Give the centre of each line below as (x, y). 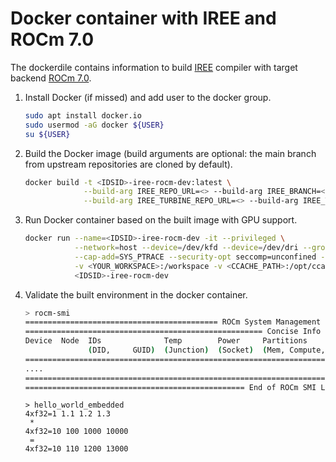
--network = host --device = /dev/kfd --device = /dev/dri (186, 248)
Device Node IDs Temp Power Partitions (166, 341)
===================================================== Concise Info (173, 332)
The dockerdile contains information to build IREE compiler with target (154, 67)
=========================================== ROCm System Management (173, 322)
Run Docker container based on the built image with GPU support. (161, 220)
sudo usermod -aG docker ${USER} (94, 125)
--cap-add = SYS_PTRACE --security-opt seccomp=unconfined (195, 257)
